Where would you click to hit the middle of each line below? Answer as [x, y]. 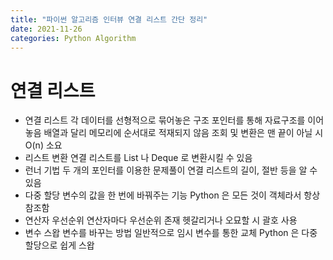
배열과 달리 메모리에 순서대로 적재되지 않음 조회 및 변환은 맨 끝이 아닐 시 [183, 133]
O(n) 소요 [43, 145]
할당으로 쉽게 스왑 [59, 245]
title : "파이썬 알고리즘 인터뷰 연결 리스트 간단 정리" [109, 19]
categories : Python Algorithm [73, 38]
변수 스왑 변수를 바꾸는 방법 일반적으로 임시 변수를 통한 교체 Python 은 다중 [171, 233]
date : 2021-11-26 [46, 29]
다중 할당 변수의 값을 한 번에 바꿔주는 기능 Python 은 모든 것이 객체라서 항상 [172, 195]
